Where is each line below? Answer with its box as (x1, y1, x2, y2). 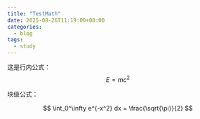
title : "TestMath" (7, 10, 61, 17)
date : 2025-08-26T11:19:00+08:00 (7, 17, 105, 24)
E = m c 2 (105, 74, 131, 84)
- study (13, 43, 36, 50)
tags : (7, 36, 23, 43)
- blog (13, 29, 33, 37)
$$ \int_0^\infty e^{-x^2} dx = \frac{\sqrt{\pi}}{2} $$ (43, 104, 193, 112)
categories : (7, 23, 42, 30)
